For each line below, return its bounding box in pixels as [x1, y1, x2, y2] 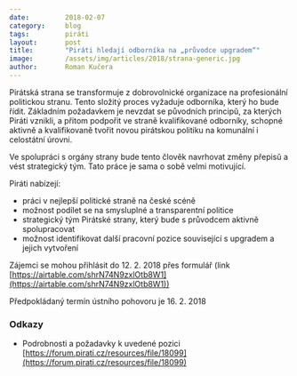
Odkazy [9, 317, 44, 330]
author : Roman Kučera [9, 63, 114, 72]
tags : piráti [9, 29, 90, 38]
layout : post [9, 37, 82, 47]
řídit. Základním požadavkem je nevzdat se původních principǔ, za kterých [9, 106, 282, 116]
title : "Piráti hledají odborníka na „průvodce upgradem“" [9, 46, 261, 55]
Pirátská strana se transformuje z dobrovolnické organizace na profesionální [9, 86, 288, 98]
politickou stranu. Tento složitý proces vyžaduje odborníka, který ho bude [9, 96, 279, 107]
